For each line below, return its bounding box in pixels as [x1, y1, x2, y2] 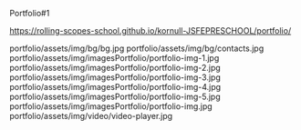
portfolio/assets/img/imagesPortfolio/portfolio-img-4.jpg [9, 82, 222, 92]
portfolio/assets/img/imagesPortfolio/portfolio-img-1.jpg [9, 53, 220, 63]
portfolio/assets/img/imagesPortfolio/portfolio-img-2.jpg [9, 63, 221, 73]
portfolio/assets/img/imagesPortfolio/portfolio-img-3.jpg [9, 72, 221, 83]
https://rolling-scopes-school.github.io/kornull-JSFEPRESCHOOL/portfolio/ [9, 25, 292, 35]
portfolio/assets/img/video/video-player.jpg [9, 111, 173, 121]
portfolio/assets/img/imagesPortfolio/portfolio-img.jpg [9, 101, 213, 112]
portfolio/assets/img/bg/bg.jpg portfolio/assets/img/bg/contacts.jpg [9, 43, 265, 54]
